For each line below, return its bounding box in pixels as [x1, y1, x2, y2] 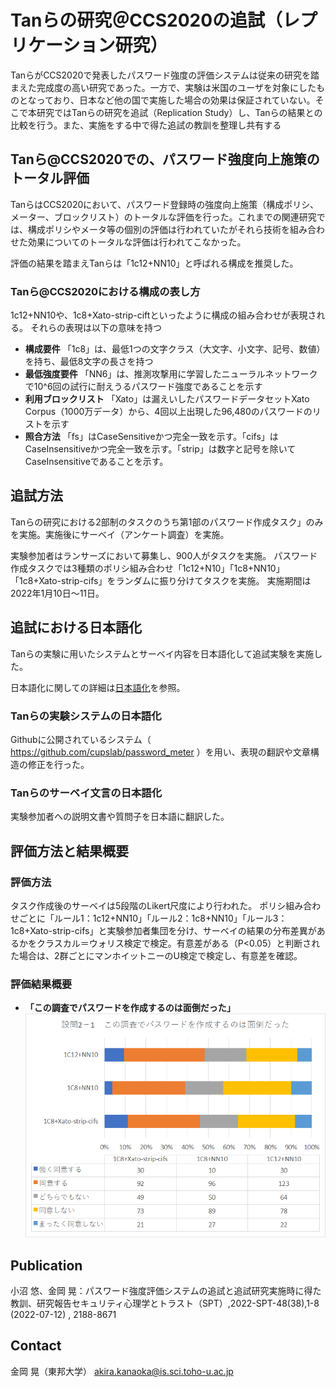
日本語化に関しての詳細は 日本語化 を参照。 [10, 681, 186, 693]
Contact [10, 1337, 62, 1355]
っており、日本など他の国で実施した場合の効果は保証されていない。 [36, 94, 316, 106]
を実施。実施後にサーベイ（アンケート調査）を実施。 [10, 528, 230, 540]
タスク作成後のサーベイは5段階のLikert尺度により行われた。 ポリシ [10, 899, 287, 911]
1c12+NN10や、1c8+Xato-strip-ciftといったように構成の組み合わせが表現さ [10, 309, 317, 321]
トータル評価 [10, 170, 90, 187]
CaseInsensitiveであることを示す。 [24, 456, 169, 468]
